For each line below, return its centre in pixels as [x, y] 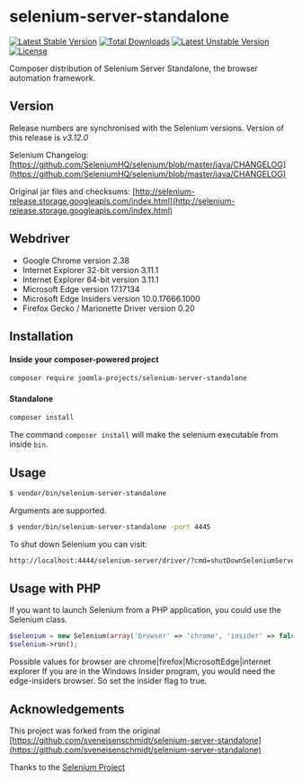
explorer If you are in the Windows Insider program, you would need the [142, 671]
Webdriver [40, 239]
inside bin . [29, 444]
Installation [41, 336]
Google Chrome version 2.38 [76, 260]
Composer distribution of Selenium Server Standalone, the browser [134, 68]
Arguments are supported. [58, 510]
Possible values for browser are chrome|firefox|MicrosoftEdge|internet [140, 661]
